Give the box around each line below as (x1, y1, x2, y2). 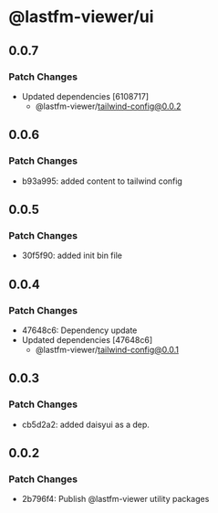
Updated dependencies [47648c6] (21, 334, 152, 345)
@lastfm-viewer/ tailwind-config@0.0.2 (35, 101, 182, 112)
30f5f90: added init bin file (21, 250, 122, 262)
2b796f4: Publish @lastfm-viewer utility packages (21, 494, 210, 505)
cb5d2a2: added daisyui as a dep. (21, 419, 150, 430)
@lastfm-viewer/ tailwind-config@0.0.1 (35, 344, 180, 355)
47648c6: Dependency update (21, 325, 138, 336)
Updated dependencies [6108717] (21, 91, 150, 102)
